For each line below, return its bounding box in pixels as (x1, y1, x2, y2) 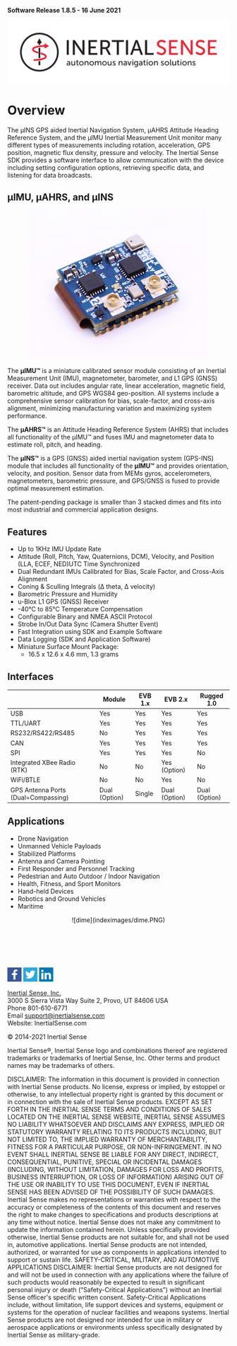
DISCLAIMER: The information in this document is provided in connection (7, 1075, 220, 1083)
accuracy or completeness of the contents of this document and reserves (7, 1202, 221, 1211)
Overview (7, 102, 66, 118)
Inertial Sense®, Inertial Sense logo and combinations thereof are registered (7, 1046, 228, 1054)
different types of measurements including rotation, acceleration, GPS (7, 141, 210, 149)
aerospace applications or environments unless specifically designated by (7, 1323, 223, 1331)
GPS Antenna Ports (10, 786, 66, 794)
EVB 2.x (164, 695, 188, 703)
